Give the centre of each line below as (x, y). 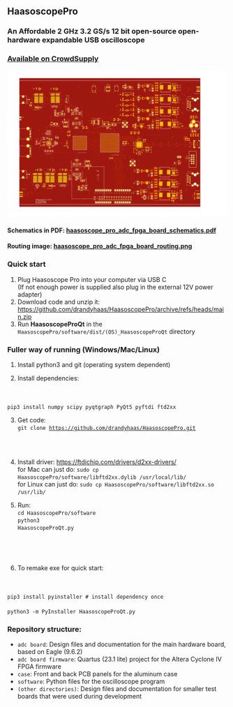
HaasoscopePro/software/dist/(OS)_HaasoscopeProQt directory (106, 332)
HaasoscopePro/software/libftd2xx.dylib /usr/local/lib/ (102, 477)
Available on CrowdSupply (53, 59)
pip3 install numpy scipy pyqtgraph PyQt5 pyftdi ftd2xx (92, 408)
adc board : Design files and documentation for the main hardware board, (122, 644)
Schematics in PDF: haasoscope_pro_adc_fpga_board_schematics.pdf (112, 230)
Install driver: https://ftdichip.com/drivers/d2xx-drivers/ (97, 462)
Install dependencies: (48, 378)
